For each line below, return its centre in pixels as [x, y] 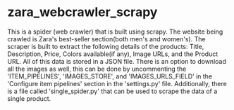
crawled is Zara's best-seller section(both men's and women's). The [106, 39]
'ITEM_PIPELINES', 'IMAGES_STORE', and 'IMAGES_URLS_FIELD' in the [110, 76]
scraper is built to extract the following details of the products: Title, [106, 46]
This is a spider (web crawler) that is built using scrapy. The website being [115, 32]
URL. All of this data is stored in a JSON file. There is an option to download [117, 61]
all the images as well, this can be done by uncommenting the [97, 69]
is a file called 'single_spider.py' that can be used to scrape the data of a [112, 91]
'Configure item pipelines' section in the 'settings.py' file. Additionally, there [117, 83]
